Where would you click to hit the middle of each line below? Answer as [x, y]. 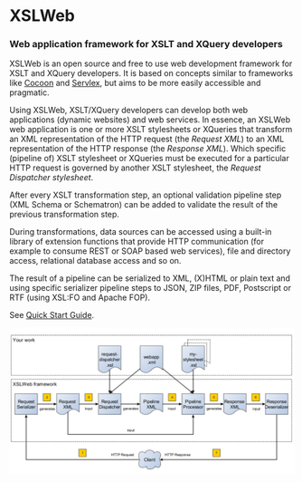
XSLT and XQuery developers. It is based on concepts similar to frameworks [151, 73]
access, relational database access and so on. [95, 261]
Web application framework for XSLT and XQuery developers [146, 44]
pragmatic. [29, 92]
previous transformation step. [65, 215]
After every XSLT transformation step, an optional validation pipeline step [146, 195]
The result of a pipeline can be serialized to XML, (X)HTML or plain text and [150, 278]
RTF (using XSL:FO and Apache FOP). [80, 298]
